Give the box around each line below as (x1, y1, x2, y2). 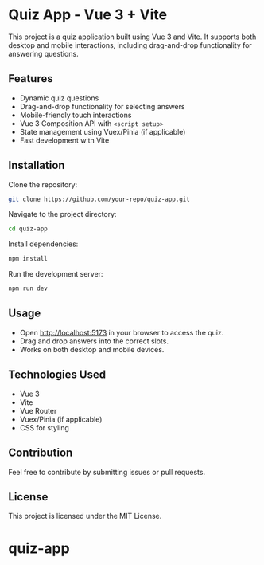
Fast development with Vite (19, 135, 110, 145)
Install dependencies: (8, 239, 79, 249)
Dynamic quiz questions (19, 93, 99, 103)
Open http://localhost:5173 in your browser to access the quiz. (19, 328, 224, 337)
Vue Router (19, 406, 57, 415)
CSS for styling (19, 422, 70, 432)
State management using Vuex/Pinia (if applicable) (19, 127, 186, 136)
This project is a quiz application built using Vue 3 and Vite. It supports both (8, 32, 257, 41)
